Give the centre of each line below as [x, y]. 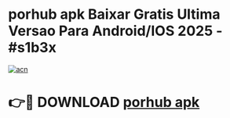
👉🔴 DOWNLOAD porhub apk [104, 102]
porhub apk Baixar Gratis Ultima [115, 14]
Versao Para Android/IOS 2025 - [115, 31]
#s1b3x [32, 48]
